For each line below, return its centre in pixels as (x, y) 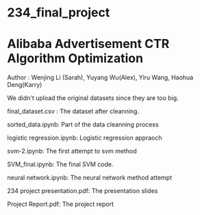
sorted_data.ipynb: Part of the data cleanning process (83, 125)
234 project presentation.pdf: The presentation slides (83, 191)
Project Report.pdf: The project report (61, 204)
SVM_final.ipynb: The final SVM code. (61, 164)
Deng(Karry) (25, 85)
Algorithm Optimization (75, 59)
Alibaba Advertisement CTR (88, 44)
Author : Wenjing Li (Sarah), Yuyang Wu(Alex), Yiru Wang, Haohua (100, 77)
